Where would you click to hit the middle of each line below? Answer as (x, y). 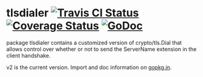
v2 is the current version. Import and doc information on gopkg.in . (89, 67)
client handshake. (28, 55)
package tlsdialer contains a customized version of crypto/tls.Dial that (94, 42)
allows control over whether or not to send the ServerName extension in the (101, 49)
